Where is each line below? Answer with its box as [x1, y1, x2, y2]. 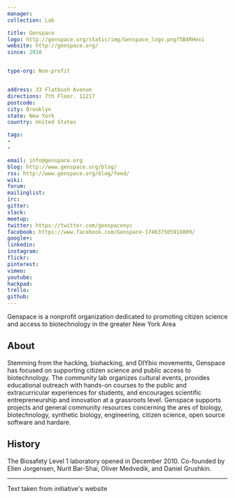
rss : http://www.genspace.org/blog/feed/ [7, 170, 130, 177]
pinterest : [7, 261, 39, 268]
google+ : [7, 235, 33, 242]
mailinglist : [7, 189, 45, 196]
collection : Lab [7, 17, 55, 24]
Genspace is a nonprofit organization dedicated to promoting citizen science [7, 312, 228, 321]
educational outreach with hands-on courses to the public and [7, 381, 187, 389]
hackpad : [7, 280, 33, 287]
